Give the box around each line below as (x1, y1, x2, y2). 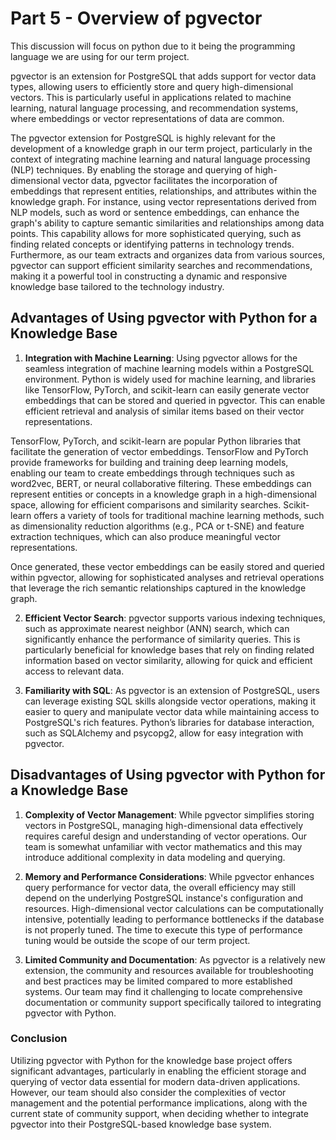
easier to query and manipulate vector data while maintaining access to (24, 705, 320, 717)
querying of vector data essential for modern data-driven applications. (10, 1075, 301, 1087)
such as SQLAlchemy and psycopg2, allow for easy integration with (24, 727, 304, 739)
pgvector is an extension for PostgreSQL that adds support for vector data (10, 70, 317, 82)
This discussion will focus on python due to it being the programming (10, 40, 296, 52)
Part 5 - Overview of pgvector (10, 7, 263, 30)
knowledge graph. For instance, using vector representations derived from (10, 195, 317, 207)
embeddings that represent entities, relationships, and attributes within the (10, 185, 317, 197)
